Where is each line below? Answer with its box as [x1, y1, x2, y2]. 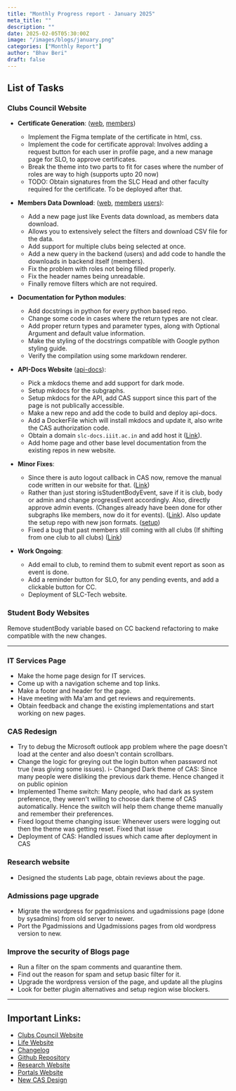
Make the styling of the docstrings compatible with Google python [27, 337, 220, 345]
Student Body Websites [7, 608, 90, 618]
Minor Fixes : [17, 460, 55, 468]
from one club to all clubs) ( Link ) [27, 533, 122, 542]
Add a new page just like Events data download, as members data [27, 212, 219, 221]
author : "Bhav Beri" [7, 50, 68, 57]
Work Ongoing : [17, 547, 63, 556]
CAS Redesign [7, 726, 58, 736]
